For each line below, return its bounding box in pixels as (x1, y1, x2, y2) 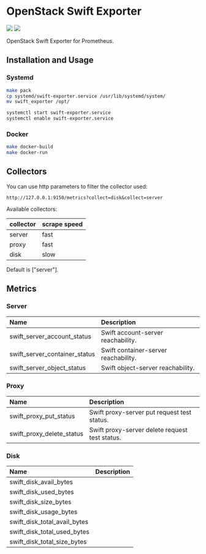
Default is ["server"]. (6, 265, 59, 273)
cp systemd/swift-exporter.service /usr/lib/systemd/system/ (6, 93, 166, 99)
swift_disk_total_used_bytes (9, 528, 90, 536)
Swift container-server (101, 346, 167, 354)
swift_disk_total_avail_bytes (9, 518, 89, 526)
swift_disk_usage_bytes (9, 507, 78, 516)
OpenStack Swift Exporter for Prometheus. (6, 37, 115, 44)
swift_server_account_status (9, 332, 91, 341)
